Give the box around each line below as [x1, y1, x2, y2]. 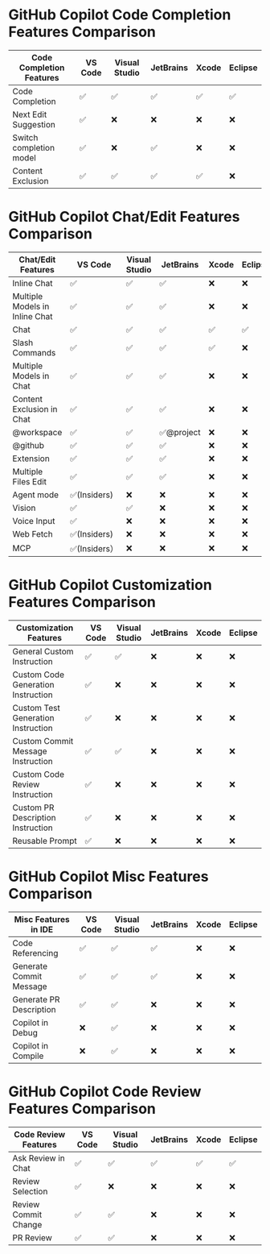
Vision [12, 502, 36, 513]
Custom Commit [12, 735, 74, 746]
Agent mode [12, 489, 59, 500]
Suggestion [12, 118, 56, 130]
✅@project [159, 426, 201, 438]
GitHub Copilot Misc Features [8, 868, 209, 886]
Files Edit [12, 475, 47, 487]
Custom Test [12, 702, 60, 713]
